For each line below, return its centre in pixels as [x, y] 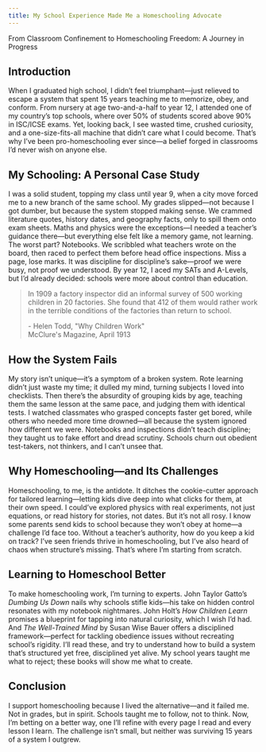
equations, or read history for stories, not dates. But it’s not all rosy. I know [130, 516]
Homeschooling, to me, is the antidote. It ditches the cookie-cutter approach [133, 490]
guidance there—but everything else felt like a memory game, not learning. [131, 236]
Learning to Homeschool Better [87, 574]
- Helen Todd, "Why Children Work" [86, 326]
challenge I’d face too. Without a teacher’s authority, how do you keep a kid [131, 533]
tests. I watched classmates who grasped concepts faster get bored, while [130, 413]
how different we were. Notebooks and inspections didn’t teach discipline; [129, 429]
